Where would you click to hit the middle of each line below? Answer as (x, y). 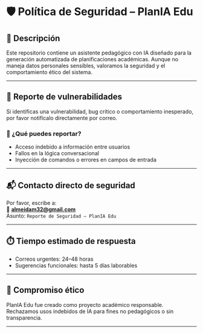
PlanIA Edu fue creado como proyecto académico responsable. (85, 304)
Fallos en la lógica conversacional (57, 153)
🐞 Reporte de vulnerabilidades (64, 97)
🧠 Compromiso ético (45, 290)
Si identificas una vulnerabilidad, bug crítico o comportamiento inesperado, (100, 111)
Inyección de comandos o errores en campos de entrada (86, 160)
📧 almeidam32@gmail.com (41, 209)
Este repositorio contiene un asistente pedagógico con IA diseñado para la (99, 53)
